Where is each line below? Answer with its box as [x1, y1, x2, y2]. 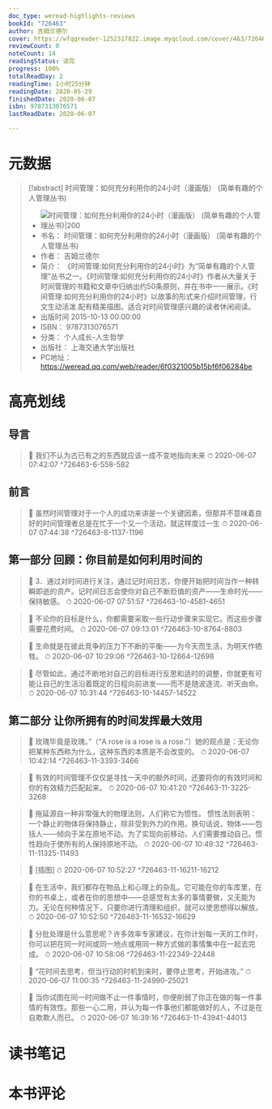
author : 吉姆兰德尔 [8, 27, 68, 35]
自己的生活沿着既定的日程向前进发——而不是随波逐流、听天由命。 [42, 679, 263, 688]
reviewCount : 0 [8, 42, 60, 50]
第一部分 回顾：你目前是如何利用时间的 [8, 553, 202, 567]
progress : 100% [8, 65, 60, 73]
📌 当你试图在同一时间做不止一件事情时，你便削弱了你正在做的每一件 [28, 992, 255, 1003]
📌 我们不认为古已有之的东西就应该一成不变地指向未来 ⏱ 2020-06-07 [28, 450, 257, 460]
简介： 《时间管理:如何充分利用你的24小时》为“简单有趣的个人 [40, 261, 249, 270]
